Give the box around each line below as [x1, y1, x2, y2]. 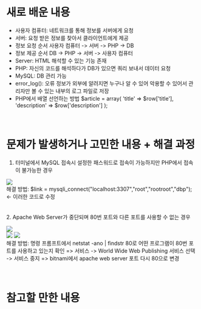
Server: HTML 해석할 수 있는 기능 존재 [15, 57, 107, 64]
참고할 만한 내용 [6, 291, 80, 305]
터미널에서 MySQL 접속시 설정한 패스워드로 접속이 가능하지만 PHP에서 [15, 159, 182, 166]
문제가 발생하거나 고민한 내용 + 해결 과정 [6, 138, 196, 151]
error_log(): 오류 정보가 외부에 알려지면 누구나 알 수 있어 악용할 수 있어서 [15, 79, 187, 87]
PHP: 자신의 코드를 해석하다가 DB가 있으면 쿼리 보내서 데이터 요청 [15, 64, 171, 71]
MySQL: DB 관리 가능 [15, 72, 67, 79]
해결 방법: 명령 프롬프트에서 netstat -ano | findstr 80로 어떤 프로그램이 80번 [6, 239, 188, 247]
